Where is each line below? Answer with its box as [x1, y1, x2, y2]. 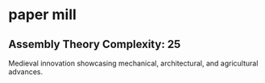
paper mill [8, 6, 77, 24]
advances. [8, 67, 43, 77]
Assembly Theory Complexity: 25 [8, 38, 181, 51]
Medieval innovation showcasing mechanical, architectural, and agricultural [8, 58, 259, 68]
